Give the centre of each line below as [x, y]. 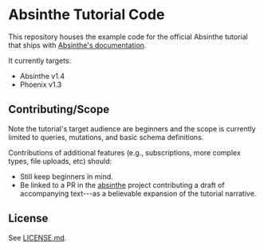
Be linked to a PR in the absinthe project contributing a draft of [122, 185]
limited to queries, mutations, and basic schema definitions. [106, 137]
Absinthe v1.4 [42, 76]
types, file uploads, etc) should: [60, 161]
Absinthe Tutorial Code [87, 15]
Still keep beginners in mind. [66, 176]
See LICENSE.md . [37, 237]
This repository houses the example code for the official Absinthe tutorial [128, 37]
